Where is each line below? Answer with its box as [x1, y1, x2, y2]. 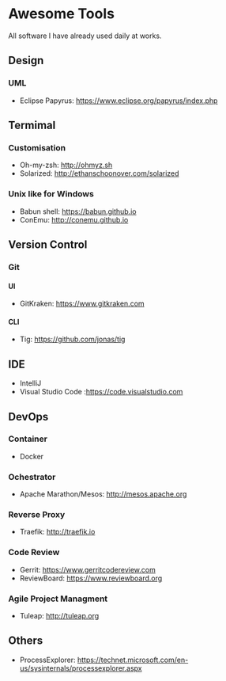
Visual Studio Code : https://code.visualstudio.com [19, 387, 183, 397]
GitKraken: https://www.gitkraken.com [19, 299, 145, 309]
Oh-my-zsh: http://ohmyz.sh [19, 160, 113, 170]
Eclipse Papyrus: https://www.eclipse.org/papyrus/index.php [19, 96, 218, 105]
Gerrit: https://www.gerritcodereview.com [19, 565, 156, 574]
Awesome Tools [8, 5, 115, 23]
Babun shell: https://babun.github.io [19, 207, 137, 216]
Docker [19, 451, 44, 461]
